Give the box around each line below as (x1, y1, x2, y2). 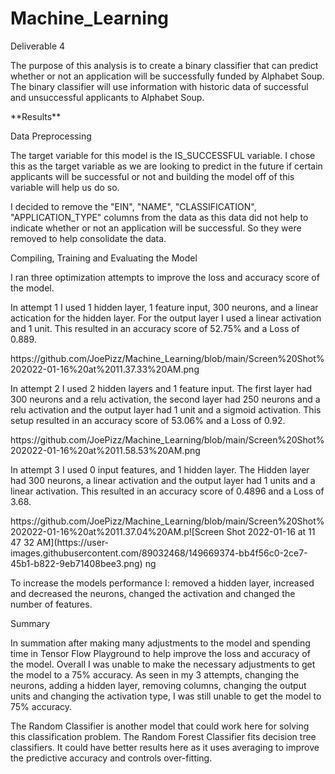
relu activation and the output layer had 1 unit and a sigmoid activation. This (10, 403, 322, 416)
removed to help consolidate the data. (10, 232, 167, 244)
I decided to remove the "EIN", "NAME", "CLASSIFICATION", (10, 200, 257, 212)
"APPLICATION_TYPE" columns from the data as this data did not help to (10, 211, 309, 223)
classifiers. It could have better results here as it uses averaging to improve (10, 741, 320, 753)
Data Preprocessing (10, 130, 92, 142)
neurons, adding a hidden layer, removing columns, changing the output (10, 679, 307, 691)
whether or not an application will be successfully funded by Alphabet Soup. (10, 70, 325, 82)
